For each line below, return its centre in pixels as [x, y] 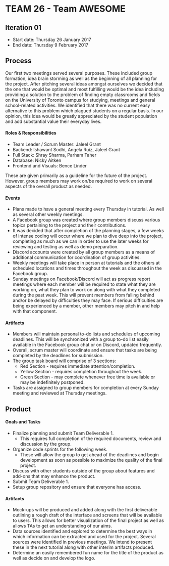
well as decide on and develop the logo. [54, 558]
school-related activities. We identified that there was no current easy [78, 105]
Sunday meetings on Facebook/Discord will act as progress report [81, 279]
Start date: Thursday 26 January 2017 [52, 39]
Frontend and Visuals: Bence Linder [49, 166]
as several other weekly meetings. [48, 214]
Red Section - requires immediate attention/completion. [78, 366]
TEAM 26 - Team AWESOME [66, 9]
